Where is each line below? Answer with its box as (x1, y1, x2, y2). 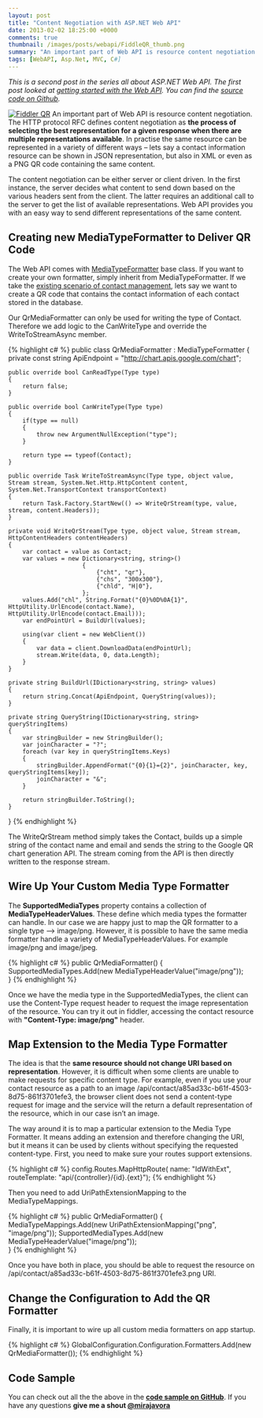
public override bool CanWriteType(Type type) (8, 403, 164, 410)
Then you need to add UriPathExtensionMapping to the (8, 1188, 187, 1197)
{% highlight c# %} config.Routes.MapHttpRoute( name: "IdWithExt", (8, 1164, 232, 1174)
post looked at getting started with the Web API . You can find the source (8, 85, 244, 95)
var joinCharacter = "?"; (22, 741, 108, 748)
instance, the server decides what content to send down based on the (8, 183, 236, 192)
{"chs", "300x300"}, (95, 575, 164, 583)
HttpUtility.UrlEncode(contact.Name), (8, 603, 135, 611)
